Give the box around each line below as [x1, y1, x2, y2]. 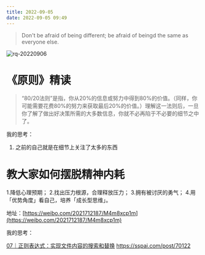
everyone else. [21, 38, 60, 45]
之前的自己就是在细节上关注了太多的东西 [15, 143, 118, 151]
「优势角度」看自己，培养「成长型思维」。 [6, 197, 112, 204]
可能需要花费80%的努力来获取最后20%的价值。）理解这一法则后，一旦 [21, 102, 199, 110]
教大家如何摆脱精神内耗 [6, 167, 125, 181]
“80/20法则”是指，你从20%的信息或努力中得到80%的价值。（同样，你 [21, 94, 198, 102]
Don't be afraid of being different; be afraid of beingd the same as [21, 31, 188, 39]
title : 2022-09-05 [6, 9, 53, 15]
